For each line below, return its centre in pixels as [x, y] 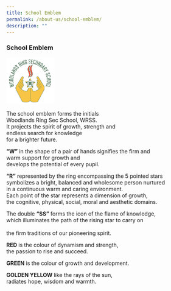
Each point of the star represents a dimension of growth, [77, 195]
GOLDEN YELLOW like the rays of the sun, [59, 275]
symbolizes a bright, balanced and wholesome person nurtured [86, 182]
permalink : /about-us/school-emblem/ [54, 19]
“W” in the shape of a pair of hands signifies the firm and [78, 151]
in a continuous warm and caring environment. [65, 189]
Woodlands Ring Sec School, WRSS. [52, 120]
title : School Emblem [34, 13]
